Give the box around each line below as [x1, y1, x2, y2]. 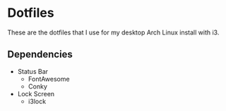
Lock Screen [17, 89, 55, 98]
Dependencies [7, 48, 73, 60]
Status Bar [17, 67, 48, 75]
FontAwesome [28, 74, 70, 83]
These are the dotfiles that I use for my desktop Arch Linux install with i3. [7, 28, 220, 37]
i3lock [28, 97, 47, 105]
